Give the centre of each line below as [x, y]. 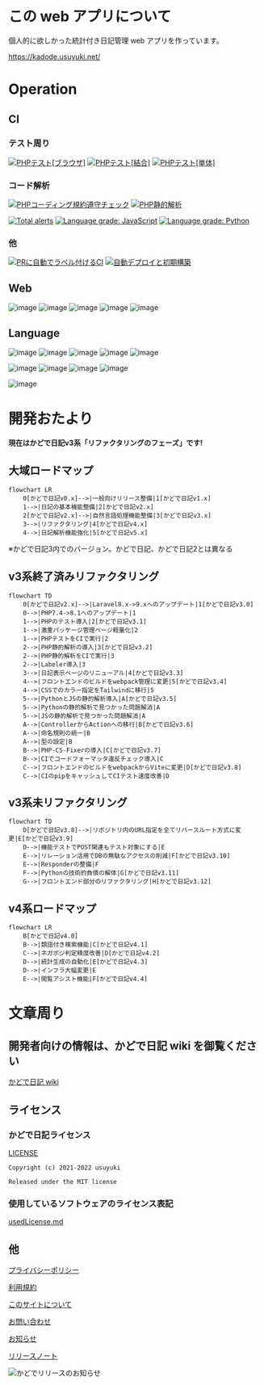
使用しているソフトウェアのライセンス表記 [91, 1203]
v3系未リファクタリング [68, 802]
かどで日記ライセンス [50, 1135]
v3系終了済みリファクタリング [84, 577]
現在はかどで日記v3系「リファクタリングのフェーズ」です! [106, 443]
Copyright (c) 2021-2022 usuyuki [65, 1168]
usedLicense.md [36, 1222]
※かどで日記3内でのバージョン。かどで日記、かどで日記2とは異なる [121, 548]
